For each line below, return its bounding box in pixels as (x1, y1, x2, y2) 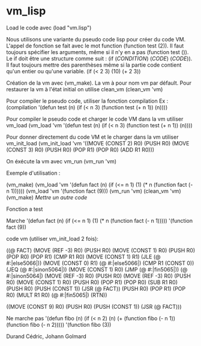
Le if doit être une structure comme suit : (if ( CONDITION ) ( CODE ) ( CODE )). (6, 55, 193, 62)
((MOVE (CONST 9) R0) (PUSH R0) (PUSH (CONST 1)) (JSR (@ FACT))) (6, 303, 182, 310)
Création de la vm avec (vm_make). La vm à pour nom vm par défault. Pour (6, 79, 192, 86)
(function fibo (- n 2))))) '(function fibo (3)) (6, 321, 112, 328)
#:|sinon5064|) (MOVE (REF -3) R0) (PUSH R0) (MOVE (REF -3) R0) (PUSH (6, 272, 191, 279)
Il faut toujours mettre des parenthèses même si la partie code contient (6, 61, 182, 68)
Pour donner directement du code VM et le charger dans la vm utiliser (6, 133, 179, 141)
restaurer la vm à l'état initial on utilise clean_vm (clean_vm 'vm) (6, 85, 163, 93)
